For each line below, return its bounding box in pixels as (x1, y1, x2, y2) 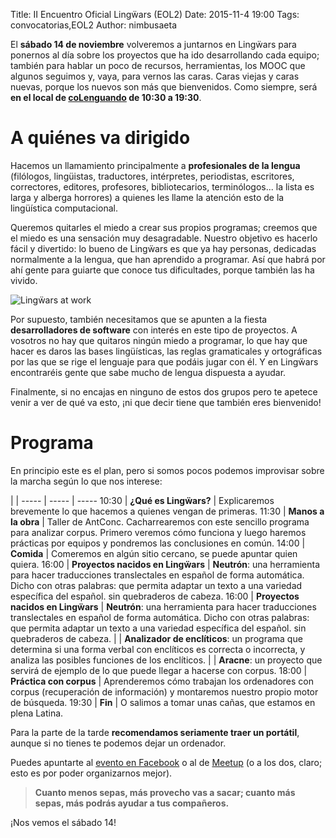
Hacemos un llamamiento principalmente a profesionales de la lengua (10, 159, 301, 171)
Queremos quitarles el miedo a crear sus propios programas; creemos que (10, 221, 318, 233)
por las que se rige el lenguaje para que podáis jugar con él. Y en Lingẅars (10, 355, 319, 368)
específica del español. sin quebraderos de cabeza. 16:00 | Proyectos (10, 590, 300, 602)
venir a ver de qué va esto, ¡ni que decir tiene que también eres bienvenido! (10, 396, 322, 408)
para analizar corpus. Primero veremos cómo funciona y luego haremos (10, 526, 307, 538)
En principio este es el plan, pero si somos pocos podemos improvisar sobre (10, 464, 325, 476)
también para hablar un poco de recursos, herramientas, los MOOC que (10, 60, 306, 71)
